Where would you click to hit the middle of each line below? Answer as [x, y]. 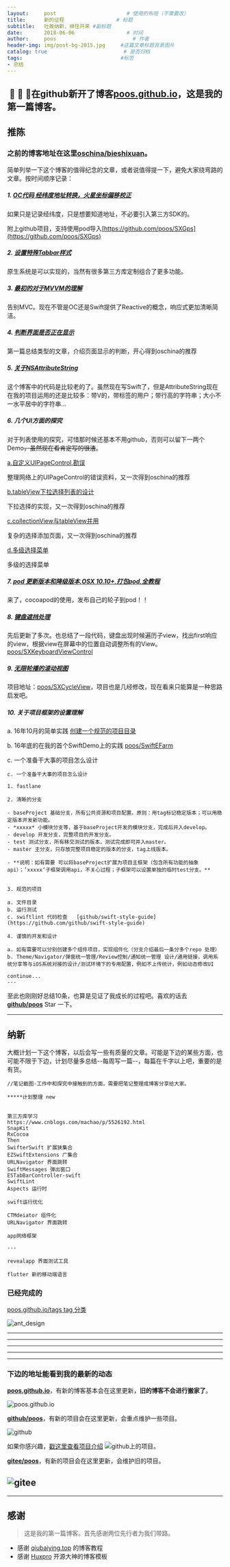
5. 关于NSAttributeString [43, 368]
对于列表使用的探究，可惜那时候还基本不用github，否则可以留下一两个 [106, 439]
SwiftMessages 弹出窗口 [39, 1170]
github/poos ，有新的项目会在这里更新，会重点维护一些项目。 [94, 1418]
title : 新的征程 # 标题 [70, 20]
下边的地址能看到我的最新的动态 [60, 1374]
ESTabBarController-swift [44, 1176]
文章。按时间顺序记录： [40, 178]
